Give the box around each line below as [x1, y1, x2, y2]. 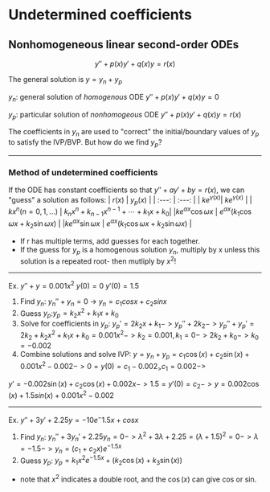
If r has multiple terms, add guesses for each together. [19, 236, 201, 246]
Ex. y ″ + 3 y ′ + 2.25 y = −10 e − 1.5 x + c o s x [8, 413, 139, 424]
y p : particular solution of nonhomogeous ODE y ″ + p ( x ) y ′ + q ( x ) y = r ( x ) [8, 109, 242, 121]
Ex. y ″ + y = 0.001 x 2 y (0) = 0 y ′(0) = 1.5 [8, 280, 139, 290]
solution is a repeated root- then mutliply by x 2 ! [19, 255, 177, 266]
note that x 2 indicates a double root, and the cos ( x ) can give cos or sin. [19, 473, 257, 484]
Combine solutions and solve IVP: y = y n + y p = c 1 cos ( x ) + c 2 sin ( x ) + [19, 350, 250, 361]
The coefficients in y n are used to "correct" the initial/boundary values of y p [8, 127, 260, 138]
